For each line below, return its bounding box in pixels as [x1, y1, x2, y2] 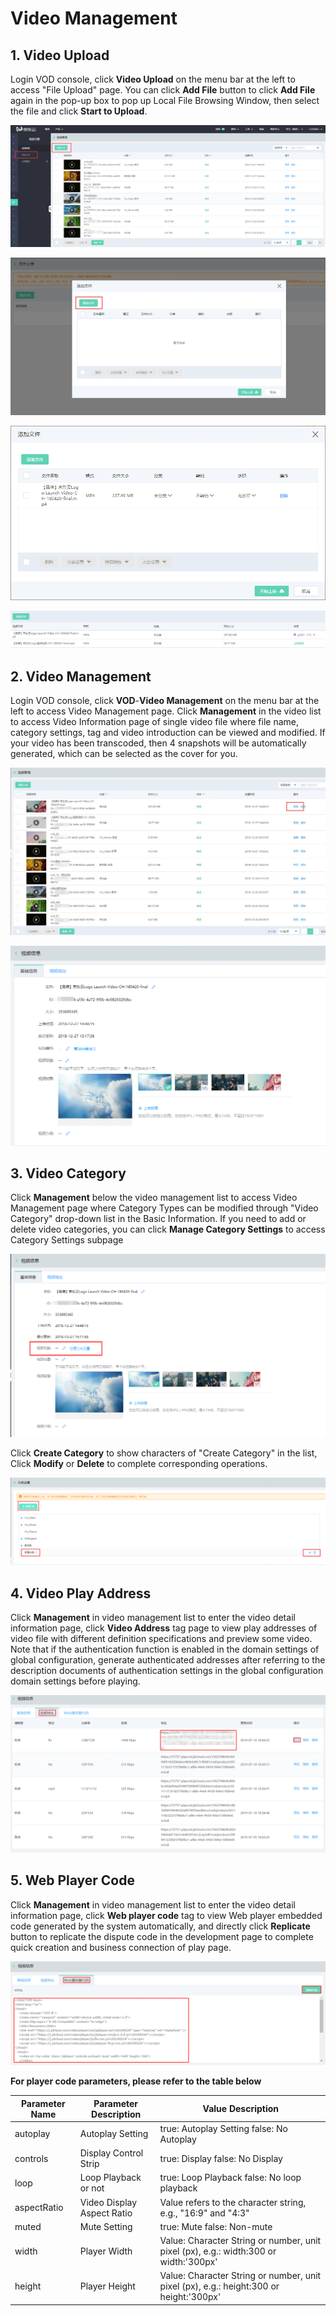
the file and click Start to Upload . [10, 105, 148, 117]
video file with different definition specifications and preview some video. [10, 1633, 313, 1645]
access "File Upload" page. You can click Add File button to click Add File [10, 84, 316, 96]
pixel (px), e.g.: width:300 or [159, 2245, 277, 2257]
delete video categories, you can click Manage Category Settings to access [10, 1223, 326, 1236]
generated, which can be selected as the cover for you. [10, 747, 238, 759]
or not [79, 2182, 105, 2194]
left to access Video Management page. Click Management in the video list [10, 705, 322, 717]
